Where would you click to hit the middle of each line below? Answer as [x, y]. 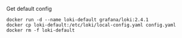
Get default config [29, 9]
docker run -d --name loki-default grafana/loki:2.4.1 [78, 20]
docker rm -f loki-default [41, 30]
